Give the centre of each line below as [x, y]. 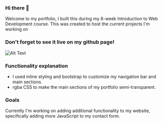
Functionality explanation [37, 65]
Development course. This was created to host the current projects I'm [78, 24]
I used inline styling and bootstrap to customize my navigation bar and [84, 76]
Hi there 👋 [17, 8]
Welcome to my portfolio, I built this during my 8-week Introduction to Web [81, 19]
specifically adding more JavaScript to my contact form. [63, 116]
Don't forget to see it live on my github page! [60, 42]
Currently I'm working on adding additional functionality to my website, [78, 111]
